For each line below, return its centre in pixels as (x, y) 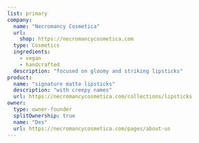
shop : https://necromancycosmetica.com (77, 39)
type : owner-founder (43, 109)
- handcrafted (40, 65)
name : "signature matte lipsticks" (64, 84)
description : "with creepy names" (63, 90)
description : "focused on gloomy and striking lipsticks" (98, 71)
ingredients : (32, 52)
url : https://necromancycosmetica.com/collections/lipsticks (103, 97)
